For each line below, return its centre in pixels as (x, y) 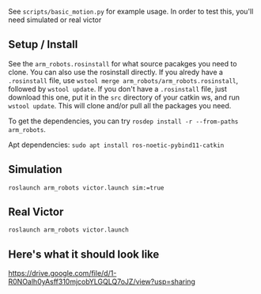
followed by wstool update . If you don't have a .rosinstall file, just (118, 89)
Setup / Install (43, 45)
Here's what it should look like (84, 254)
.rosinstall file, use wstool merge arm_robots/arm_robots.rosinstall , (123, 80)
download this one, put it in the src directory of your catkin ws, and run (124, 97)
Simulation (35, 170)
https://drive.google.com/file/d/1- (62, 273)
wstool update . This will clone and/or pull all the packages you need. (120, 105)
